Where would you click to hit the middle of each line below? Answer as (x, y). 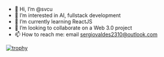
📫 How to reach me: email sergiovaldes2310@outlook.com (86, 34)
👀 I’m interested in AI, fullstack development (68, 15)
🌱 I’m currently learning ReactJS (53, 21)
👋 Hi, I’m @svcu (33, 9)
